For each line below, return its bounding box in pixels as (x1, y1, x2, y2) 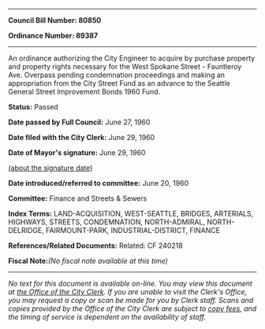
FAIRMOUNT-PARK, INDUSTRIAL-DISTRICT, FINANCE (46, 226, 221, 235)
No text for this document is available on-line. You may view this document (8, 279, 252, 288)
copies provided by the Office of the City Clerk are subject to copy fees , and (8, 304, 257, 313)
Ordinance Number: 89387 (8, 31, 99, 40)
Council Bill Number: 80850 (8, 16, 102, 24)
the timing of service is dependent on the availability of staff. (8, 312, 207, 321)
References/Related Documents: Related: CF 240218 (8, 241, 183, 250)
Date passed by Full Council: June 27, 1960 (8, 117, 151, 127)
